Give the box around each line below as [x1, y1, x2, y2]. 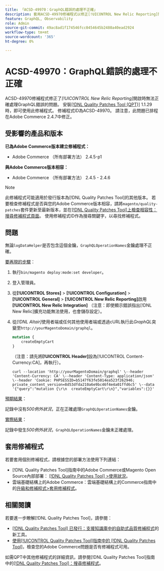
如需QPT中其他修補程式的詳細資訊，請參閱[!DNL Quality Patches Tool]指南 [5, 554, 155, 560]
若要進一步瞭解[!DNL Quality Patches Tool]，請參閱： [5, 515, 112, 521]
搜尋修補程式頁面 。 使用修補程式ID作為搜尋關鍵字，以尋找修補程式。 [5, 213, 143, 218]
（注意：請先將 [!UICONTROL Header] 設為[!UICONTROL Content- [12, 353, 144, 359]
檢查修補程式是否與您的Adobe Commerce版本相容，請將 [9, 200, 123, 206]
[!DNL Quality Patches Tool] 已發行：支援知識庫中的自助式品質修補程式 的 [12, 525, 159, 531]
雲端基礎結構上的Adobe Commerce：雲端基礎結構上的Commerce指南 [12, 479, 153, 485]
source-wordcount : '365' [5, 35, 56, 40]
